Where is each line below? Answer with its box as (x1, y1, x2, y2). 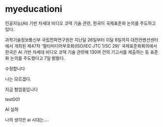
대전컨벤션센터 (130, 37, 159, 43)
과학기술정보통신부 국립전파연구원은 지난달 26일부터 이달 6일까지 (5, 37, 130, 43)
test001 (5, 96, 20, 102)
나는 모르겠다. (5, 76, 32, 82)
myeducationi (5, 3, 63, 15)
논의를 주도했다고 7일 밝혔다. (10, 55, 65, 61)
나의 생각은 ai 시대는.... (5, 117, 49, 123)
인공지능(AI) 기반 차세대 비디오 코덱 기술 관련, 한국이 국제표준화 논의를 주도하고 (5, 20, 156, 26)
